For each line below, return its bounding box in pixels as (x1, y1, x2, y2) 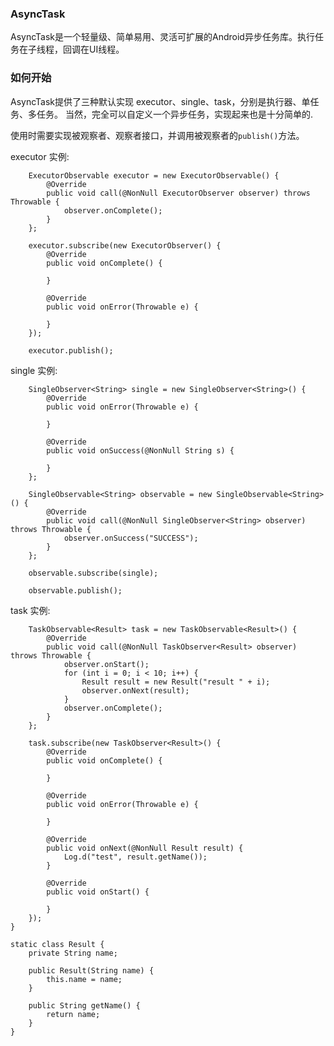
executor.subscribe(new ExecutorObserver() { (28, 240, 222, 251)
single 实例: (10, 364, 58, 376)
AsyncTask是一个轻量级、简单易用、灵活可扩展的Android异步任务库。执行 (10, 31, 315, 43)
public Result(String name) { (28, 965, 155, 976)
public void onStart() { (46, 887, 150, 897)
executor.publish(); (28, 345, 114, 356)
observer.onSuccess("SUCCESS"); (63, 533, 199, 543)
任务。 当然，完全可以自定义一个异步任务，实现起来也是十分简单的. (36, 108, 313, 120)
